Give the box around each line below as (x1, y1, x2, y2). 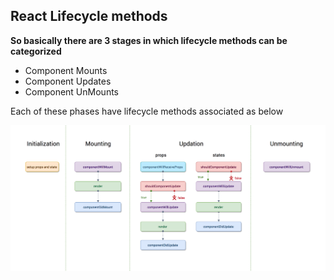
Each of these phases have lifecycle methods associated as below (10, 105, 284, 117)
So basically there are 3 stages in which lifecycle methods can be (10, 34, 288, 46)
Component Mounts (24, 64, 108, 76)
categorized (10, 45, 62, 57)
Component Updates (24, 75, 112, 87)
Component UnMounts (24, 85, 119, 98)
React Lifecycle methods (10, 8, 168, 25)
